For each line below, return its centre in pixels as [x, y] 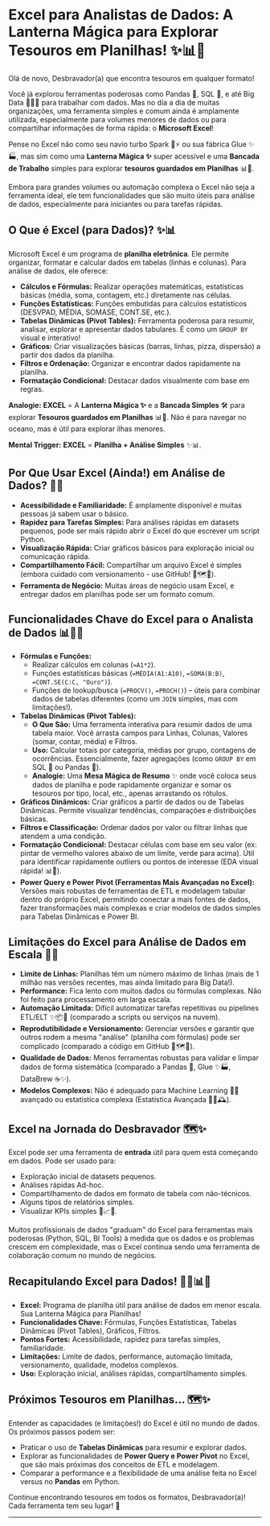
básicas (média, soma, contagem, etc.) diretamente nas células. [126, 294]
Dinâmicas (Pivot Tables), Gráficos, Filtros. [90, 1331]
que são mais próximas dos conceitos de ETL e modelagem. [119, 1464]
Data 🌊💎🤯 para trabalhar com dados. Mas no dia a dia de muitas [114, 102]
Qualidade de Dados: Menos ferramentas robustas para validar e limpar [139, 1058]
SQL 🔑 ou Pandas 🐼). [67, 767]
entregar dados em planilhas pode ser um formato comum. [117, 594]
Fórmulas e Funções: [56, 656]
